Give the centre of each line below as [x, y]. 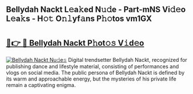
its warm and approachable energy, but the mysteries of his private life [91, 79]
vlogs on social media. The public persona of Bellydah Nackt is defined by [95, 73]
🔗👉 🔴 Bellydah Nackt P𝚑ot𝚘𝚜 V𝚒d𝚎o [75, 43]
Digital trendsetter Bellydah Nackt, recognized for [128, 60]
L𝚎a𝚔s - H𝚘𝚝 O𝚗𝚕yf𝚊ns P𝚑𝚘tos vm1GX [79, 19]
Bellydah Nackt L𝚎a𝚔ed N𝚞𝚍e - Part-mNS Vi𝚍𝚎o [96, 10]
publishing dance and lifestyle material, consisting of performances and [93, 66]
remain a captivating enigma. [41, 85]
